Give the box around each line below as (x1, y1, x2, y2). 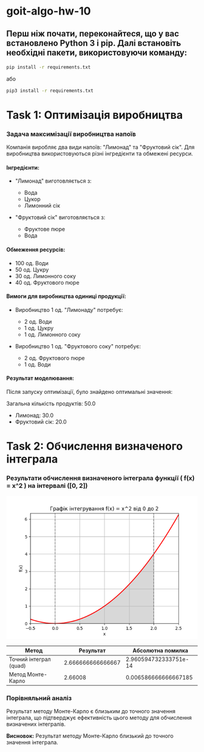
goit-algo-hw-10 (6, 4, 91, 18)
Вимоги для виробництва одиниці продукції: (6, 293, 126, 300)
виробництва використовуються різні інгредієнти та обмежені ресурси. (6, 150, 193, 157)
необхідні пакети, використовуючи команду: (6, 47, 188, 58)
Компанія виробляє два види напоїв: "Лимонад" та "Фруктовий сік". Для (6, 144, 195, 151)
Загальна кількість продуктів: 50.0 (6, 400, 96, 407)
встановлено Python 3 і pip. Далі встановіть (6, 38, 182, 48)
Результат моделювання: (6, 374, 75, 382)
